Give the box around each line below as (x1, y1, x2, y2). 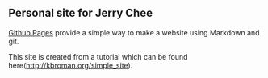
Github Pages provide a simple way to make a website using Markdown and (8, 27, 260, 37)
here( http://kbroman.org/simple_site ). (8, 60, 133, 70)
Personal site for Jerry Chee (8, 6, 153, 20)
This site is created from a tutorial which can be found (8, 51, 188, 61)
